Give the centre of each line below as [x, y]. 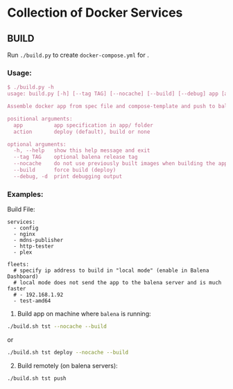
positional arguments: [40, 119]
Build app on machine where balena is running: [84, 314]
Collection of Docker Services [95, 13]
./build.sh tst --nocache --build [57, 327]
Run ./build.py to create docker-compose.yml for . [78, 55]
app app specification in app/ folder [84, 125]
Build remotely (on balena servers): [67, 365]
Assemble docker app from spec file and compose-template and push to [111, 106]
